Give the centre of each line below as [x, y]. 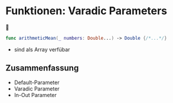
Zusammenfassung [42, 68]
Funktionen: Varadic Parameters [86, 11]
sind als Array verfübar [42, 49]
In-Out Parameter [35, 95]
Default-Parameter [37, 82]
